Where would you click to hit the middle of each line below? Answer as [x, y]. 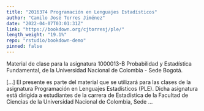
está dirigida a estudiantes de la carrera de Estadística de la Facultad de [97, 95]
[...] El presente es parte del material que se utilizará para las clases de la [99, 82]
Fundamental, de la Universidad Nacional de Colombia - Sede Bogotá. [95, 70]
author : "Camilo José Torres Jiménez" [56, 18]
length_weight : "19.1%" [37, 35]
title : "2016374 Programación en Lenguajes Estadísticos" [82, 12]
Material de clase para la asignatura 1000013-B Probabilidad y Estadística [99, 63]
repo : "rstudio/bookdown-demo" [46, 40]
